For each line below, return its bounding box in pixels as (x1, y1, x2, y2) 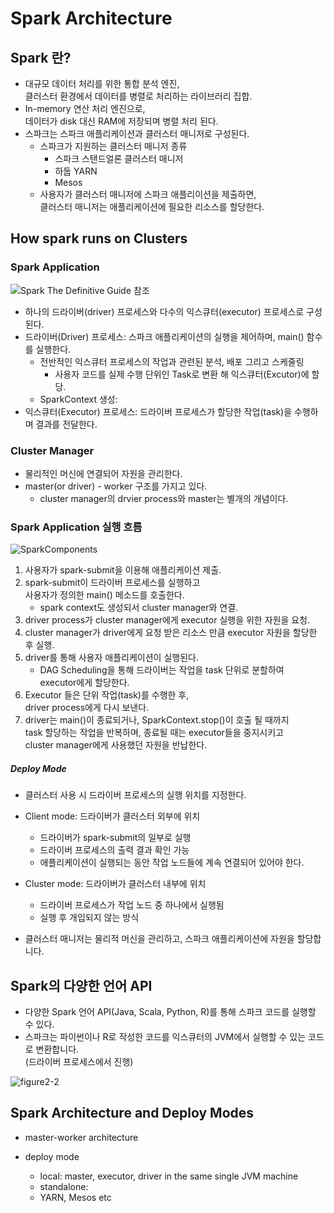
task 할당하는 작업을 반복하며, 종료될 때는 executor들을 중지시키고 (24, 727, 284, 739)
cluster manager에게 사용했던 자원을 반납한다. (24, 739, 208, 751)
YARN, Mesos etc (39, 1191, 112, 1203)
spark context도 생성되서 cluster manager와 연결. (39, 602, 239, 614)
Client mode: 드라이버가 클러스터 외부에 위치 (24, 810, 201, 822)
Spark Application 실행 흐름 (10, 520, 143, 534)
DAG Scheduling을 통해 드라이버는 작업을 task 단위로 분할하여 (39, 664, 285, 676)
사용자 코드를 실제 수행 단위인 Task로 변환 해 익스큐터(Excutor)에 (54, 368, 310, 380)
